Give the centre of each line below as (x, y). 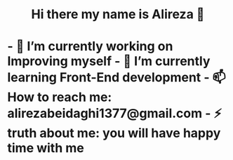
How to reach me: (60, 97)
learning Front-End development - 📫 (116, 78)
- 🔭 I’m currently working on (90, 47)
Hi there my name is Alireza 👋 (118, 14)
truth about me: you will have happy (114, 133)
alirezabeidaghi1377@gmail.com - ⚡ (115, 113)
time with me (46, 148)
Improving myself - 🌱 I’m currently (109, 61)
